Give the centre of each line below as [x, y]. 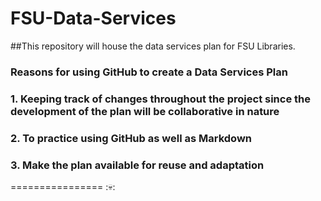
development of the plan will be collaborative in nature [145, 111]
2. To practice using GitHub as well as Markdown [131, 138]
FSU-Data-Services [93, 18]
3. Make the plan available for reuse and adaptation [137, 165]
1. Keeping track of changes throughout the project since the [160, 99]
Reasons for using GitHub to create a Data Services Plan [149, 72]
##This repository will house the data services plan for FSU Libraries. [153, 46]
